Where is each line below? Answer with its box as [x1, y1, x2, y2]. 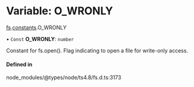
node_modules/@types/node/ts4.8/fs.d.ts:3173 [6, 74, 121, 81]
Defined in [6, 61, 33, 68]
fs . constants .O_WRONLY [6, 24, 67, 31]
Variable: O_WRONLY [6, 4, 113, 18]
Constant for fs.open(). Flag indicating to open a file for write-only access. [6, 46, 189, 54]
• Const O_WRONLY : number [6, 35, 74, 42]
